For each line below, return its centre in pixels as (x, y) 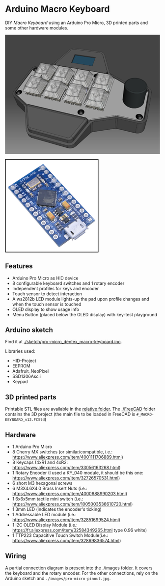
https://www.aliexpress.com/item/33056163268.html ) (66, 467)
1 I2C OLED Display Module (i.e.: (45, 525)
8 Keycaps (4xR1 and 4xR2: (40, 462)
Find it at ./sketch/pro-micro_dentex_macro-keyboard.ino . (64, 342)
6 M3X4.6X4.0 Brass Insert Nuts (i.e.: (50, 488)
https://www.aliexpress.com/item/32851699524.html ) (66, 520)
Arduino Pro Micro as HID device (45, 278)
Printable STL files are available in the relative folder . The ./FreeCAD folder (80, 409)
